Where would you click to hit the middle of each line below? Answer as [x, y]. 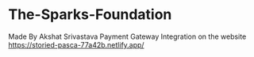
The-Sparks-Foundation [90, 15]
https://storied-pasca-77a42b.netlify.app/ [76, 44]
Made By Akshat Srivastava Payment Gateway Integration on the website [127, 36]
